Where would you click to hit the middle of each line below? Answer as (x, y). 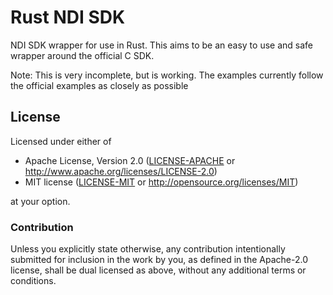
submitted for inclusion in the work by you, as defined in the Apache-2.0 (159, 260)
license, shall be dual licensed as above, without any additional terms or (158, 270)
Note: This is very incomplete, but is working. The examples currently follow (167, 75)
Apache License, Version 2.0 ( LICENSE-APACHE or (130, 160)
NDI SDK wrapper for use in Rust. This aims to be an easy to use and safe (161, 45)
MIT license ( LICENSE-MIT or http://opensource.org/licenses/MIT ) (161, 182)
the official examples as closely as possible (99, 85)
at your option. (40, 201)
